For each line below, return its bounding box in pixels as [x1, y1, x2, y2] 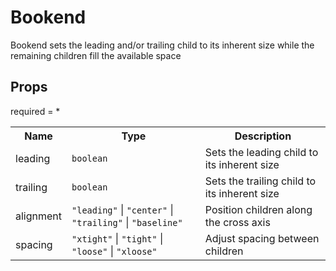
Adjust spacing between [204, 231, 320, 245]
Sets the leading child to [204, 145, 319, 159]
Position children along [204, 202, 313, 216]
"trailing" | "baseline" [71, 215, 183, 229]
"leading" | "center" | [71, 202, 174, 216]
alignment [15, 209, 63, 223]
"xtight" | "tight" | [71, 231, 164, 245]
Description [234, 129, 292, 143]
